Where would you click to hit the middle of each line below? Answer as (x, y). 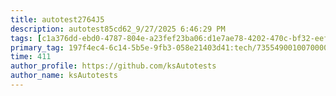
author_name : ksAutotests (64, 76)
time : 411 (31, 57)
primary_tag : (37, 47)
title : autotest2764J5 (57, 19)
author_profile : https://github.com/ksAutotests (113, 66)
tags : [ (26, 38)
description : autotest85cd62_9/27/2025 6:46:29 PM (118, 29)
